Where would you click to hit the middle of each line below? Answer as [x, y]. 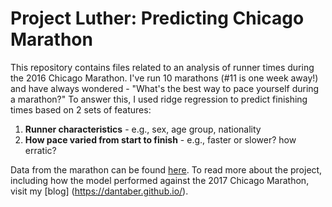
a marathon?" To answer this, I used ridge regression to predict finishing [159, 99]
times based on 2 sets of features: [81, 109]
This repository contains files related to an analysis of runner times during [162, 67]
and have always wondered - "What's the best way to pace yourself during [165, 88]
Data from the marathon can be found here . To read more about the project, [166, 169]
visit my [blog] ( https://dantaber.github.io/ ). [99, 191]
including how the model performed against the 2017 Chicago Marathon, [160, 180]
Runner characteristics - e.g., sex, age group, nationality [143, 129]
